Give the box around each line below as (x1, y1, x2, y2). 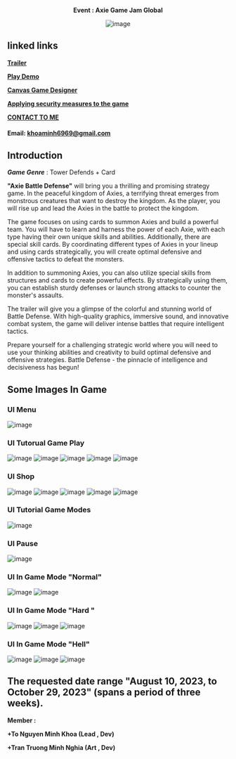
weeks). (7, 697, 44, 709)
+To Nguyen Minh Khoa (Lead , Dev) (7, 729, 114, 738)
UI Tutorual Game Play (7, 438, 85, 448)
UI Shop (7, 472, 35, 481)
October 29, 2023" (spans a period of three (7, 687, 202, 699)
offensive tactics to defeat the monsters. (7, 255, 125, 264)
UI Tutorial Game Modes (7, 505, 91, 515)
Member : (7, 716, 37, 725)
